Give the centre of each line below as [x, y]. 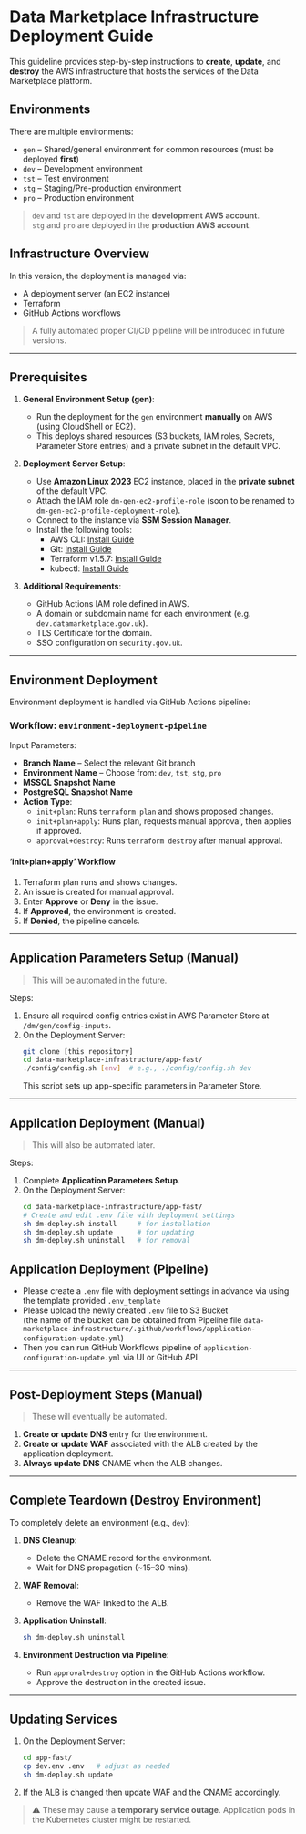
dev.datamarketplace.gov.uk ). [92, 623]
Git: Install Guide [81, 549]
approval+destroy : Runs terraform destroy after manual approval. [160, 840]
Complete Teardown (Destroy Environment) [136, 1501]
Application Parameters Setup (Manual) [124, 959]
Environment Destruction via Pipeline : [96, 1654]
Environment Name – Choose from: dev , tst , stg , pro [122, 773]
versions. [49, 340]
